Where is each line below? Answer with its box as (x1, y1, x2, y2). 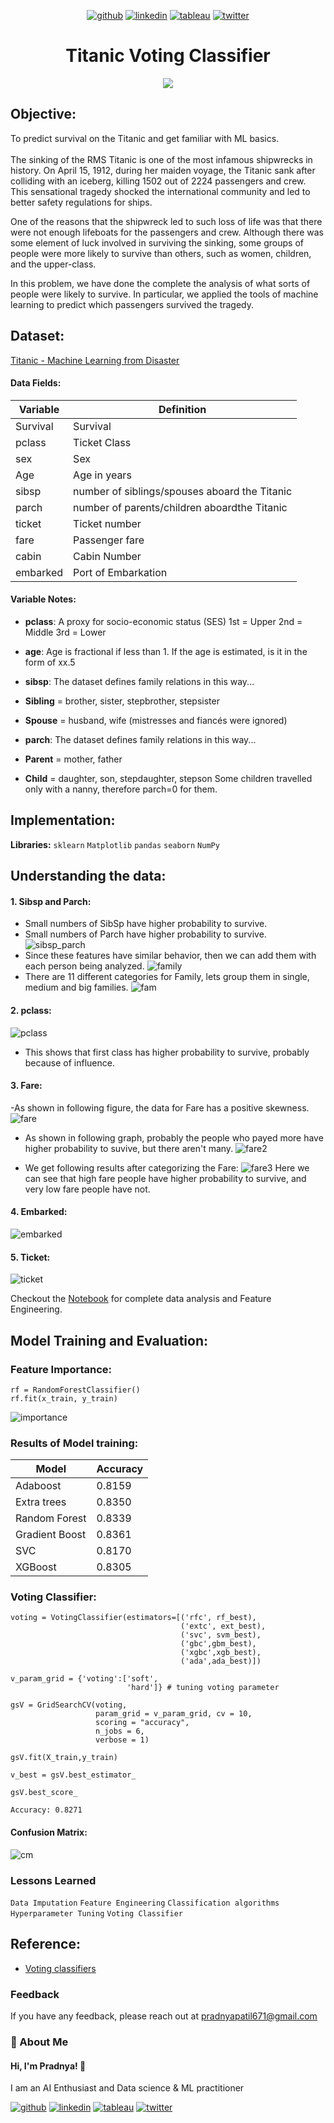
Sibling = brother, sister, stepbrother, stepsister (24, 695, 220, 707)
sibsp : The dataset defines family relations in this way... (24, 675, 255, 687)
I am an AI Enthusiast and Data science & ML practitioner (10, 2082, 245, 2094)
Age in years (73, 468, 132, 482)
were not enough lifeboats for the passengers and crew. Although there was (10, 226, 324, 238)
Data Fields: (10, 377, 62, 389)
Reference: (10, 1936, 81, 1953)
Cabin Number (73, 549, 142, 563)
